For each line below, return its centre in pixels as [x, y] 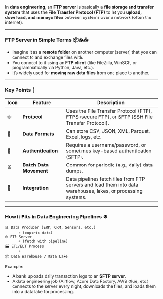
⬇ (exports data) [35, 233]
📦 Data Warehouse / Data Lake [36, 256]
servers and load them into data [102, 185]
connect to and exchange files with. [48, 57]
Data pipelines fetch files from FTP [106, 179]
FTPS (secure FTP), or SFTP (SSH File [109, 117]
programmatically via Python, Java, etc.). [53, 68]
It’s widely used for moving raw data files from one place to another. [81, 73]
